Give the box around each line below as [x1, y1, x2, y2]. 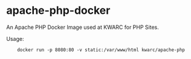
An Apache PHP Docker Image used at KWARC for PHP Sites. [6, 23, 159, 31]
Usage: [6, 35, 24, 42]
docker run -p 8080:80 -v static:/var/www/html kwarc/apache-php [17, 46, 186, 53]
